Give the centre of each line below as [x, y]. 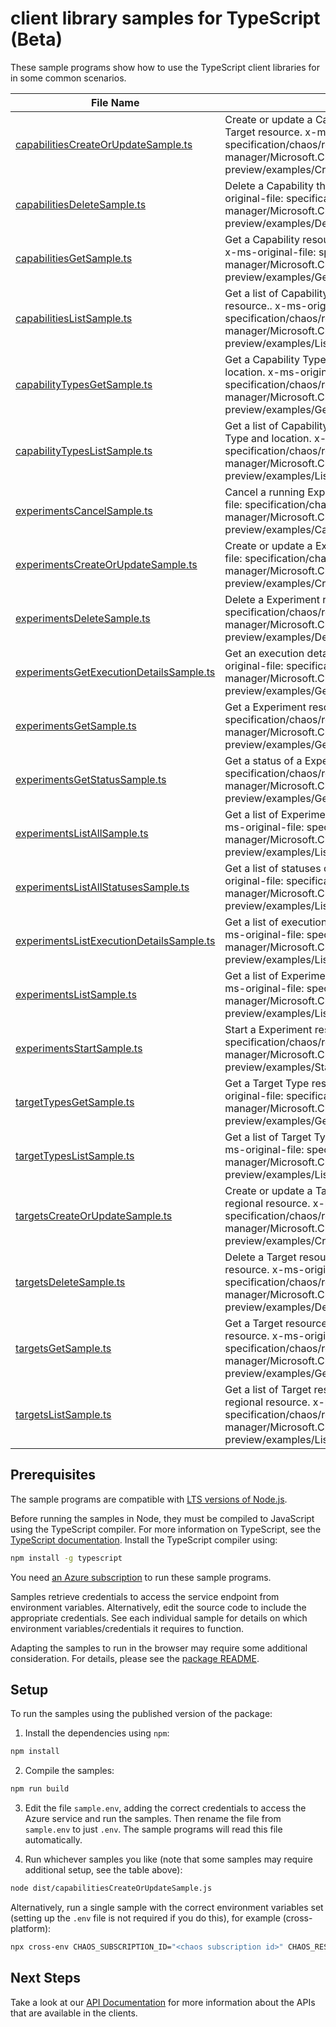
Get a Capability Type [275, 359]
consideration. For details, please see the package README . [135, 1658]
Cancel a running [264, 492]
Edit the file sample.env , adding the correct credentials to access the [165, 1808]
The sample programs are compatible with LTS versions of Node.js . [149, 1499]
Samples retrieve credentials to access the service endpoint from [145, 1596]
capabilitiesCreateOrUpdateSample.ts [104, 144]
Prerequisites [53, 1475]
